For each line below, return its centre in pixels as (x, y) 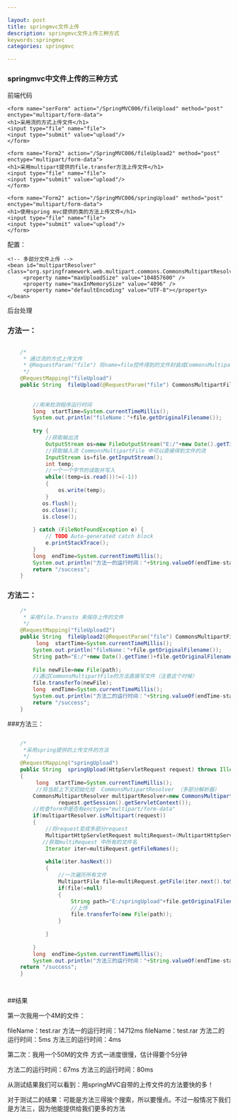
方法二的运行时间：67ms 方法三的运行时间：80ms (80, 1069)
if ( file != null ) (80, 888)
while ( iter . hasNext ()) (79, 862)
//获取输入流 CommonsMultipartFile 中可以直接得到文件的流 (125, 450)
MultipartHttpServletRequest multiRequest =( (112, 835)
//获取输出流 (62, 438)
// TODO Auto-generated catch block (99, 536)
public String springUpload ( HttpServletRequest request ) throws (119, 770)
